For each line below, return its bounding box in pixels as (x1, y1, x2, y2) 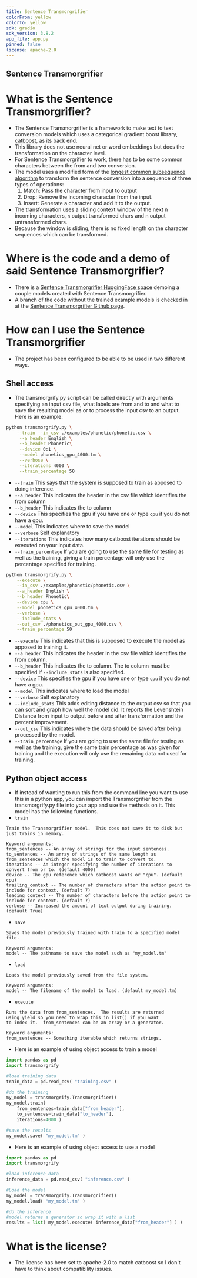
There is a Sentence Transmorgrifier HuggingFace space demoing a (14, 284, 179, 291)
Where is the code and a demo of (6, 252, 171, 265)
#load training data (6, 1073, 57, 1079)
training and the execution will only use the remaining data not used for (14, 750, 187, 757)
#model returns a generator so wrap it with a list (6, 1214, 135, 1220)
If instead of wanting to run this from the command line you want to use (14, 789, 188, 796)
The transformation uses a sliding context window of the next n (14, 206, 168, 213)
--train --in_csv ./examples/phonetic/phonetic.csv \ (16, 430, 151, 436)
